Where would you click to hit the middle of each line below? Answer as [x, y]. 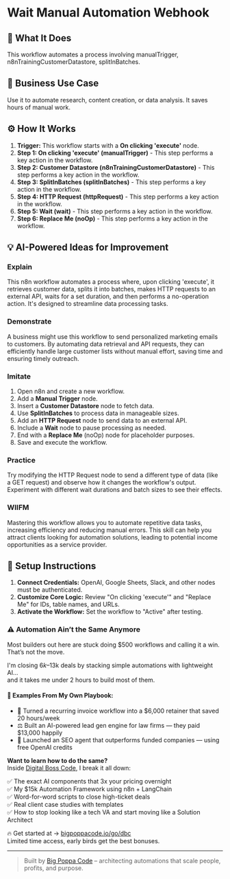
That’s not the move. [36, 652]
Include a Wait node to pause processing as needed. [91, 427]
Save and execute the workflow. [62, 442]
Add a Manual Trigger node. [57, 398]
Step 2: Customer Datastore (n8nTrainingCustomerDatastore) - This [116, 167]
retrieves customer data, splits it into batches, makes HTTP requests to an [111, 289]
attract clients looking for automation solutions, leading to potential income [112, 537]
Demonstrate [29, 322]
